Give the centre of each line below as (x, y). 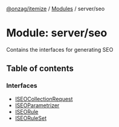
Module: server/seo (57, 33)
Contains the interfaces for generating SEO (60, 49)
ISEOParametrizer (37, 105)
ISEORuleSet (31, 118)
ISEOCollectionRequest (44, 99)
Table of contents (40, 69)
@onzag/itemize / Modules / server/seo (56, 9)
